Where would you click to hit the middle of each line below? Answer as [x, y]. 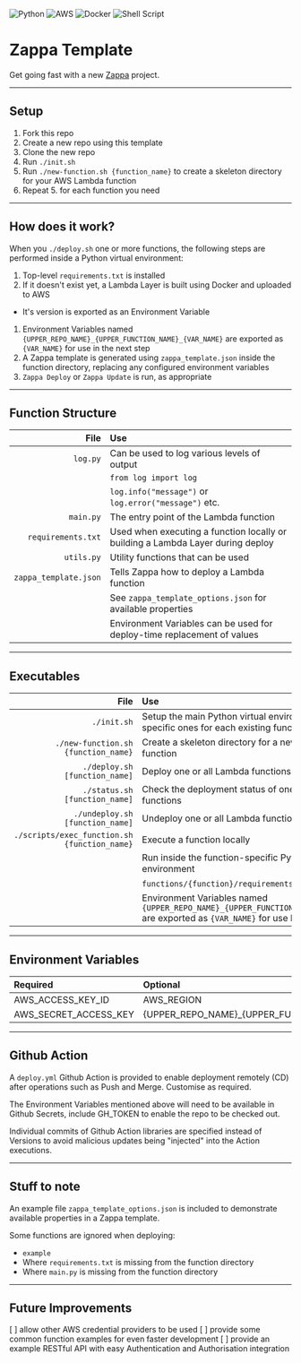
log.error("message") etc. [165, 503]
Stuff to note [45, 1187]
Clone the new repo [59, 151]
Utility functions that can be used [179, 557]
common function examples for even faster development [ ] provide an [140, 1339]
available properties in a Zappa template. [85, 1218]
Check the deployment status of [209, 789]
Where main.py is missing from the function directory [120, 1272]
